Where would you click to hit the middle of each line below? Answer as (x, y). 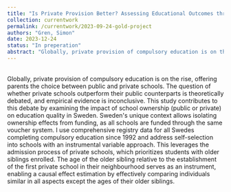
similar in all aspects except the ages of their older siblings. (91, 181)
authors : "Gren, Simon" (41, 33)
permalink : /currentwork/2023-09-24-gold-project (80, 26)
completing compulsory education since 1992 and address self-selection (110, 137)
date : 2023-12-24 (32, 39)
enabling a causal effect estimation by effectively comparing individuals (109, 173)
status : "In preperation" (44, 45)
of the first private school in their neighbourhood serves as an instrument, (112, 167)
